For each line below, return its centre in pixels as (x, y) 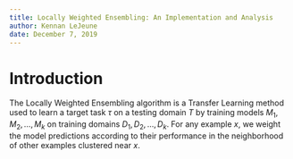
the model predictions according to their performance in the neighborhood (146, 136)
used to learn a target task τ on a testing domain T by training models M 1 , (144, 114)
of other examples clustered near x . (75, 145)
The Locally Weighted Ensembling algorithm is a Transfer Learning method (146, 103)
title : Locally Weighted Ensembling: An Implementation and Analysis (142, 17)
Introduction (56, 78)
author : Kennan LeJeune (54, 26)
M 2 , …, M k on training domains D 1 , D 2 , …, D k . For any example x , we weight (145, 125)
